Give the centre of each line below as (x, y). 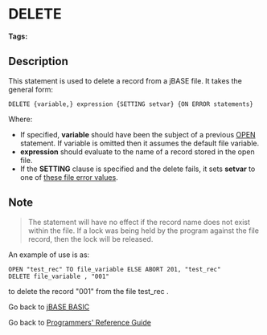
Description (38, 61)
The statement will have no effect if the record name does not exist (139, 222)
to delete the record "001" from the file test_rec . (88, 291)
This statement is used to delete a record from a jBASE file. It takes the (125, 80)
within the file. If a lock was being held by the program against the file (144, 231)
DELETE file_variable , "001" (59, 276)
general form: (31, 89)
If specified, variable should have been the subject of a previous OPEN (138, 134)
